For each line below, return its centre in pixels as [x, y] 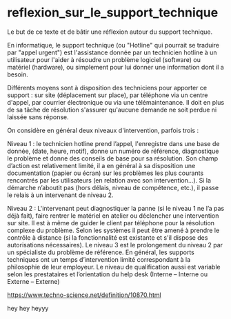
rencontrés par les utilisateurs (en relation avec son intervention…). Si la [109, 180]
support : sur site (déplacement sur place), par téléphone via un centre [108, 95]
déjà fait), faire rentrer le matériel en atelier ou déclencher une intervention [113, 216]
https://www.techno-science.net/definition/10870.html [84, 295]
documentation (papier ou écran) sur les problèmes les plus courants [106, 173]
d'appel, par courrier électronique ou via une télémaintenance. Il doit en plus [116, 102]
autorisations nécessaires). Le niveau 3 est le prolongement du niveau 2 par [115, 245]
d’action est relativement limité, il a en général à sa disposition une [101, 165]
